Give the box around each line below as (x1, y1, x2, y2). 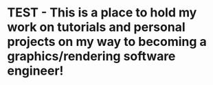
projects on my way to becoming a (7, 34, 208, 49)
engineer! (7, 63, 64, 79)
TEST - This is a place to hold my (7, 5, 197, 21)
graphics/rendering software (7, 49, 176, 64)
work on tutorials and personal (7, 19, 186, 35)
